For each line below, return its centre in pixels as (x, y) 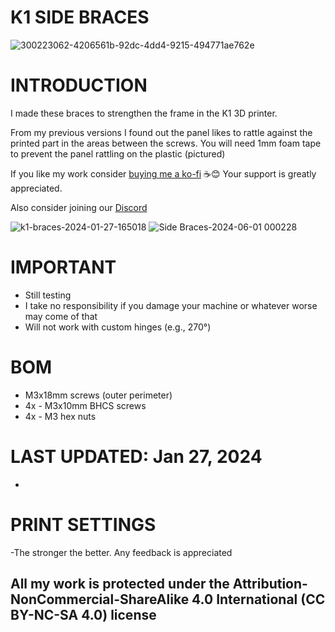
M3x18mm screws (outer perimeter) (98, 395)
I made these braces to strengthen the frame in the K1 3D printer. (144, 113)
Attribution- (270, 584)
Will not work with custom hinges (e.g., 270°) (118, 327)
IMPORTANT (63, 267)
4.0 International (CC (258, 599)
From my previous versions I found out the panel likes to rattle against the (161, 132)
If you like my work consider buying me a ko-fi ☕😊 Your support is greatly (163, 173)
